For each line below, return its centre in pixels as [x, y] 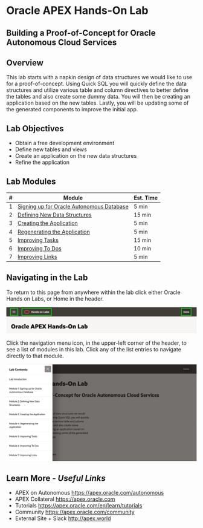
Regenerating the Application [54, 232]
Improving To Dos [40, 249]
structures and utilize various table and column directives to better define [98, 90]
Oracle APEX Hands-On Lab [77, 11]
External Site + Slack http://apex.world [63, 518]
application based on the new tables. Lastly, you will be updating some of [98, 103]
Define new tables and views [51, 149]
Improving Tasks [38, 240]
